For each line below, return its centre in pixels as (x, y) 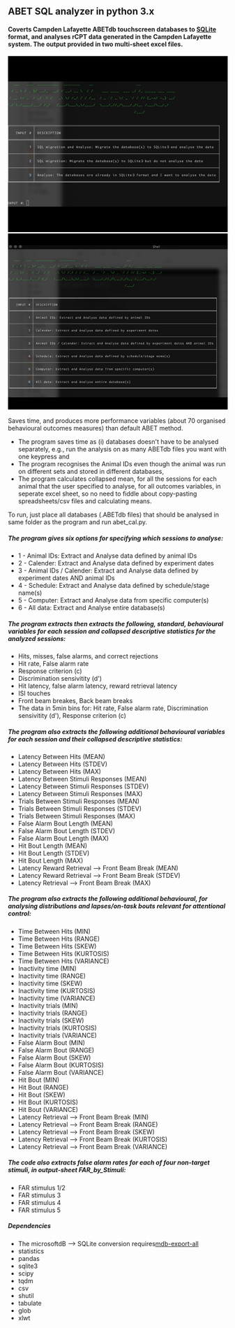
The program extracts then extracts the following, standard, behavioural (116, 623)
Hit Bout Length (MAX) (51, 860)
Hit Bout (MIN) (39, 1080)
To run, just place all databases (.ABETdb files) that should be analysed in (113, 514)
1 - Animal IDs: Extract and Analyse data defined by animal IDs (107, 556)
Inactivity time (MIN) (47, 968)
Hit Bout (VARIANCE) (48, 1109)
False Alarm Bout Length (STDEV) (67, 830)
